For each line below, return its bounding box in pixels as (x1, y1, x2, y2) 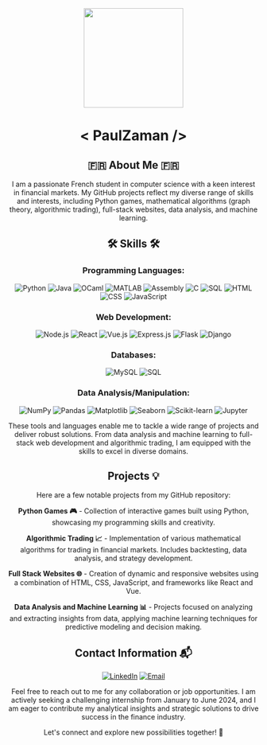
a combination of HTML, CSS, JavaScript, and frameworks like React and (14, 578, 253, 587)
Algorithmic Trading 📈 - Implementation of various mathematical (26, 533, 241, 544)
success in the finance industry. (81, 712, 186, 722)
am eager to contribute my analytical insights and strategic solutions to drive (8, 704, 259, 713)
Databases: (110, 349, 157, 361)
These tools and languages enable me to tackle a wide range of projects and (8, 421, 260, 431)
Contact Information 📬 (74, 646, 193, 660)
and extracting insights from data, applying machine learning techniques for (9, 614, 258, 623)
